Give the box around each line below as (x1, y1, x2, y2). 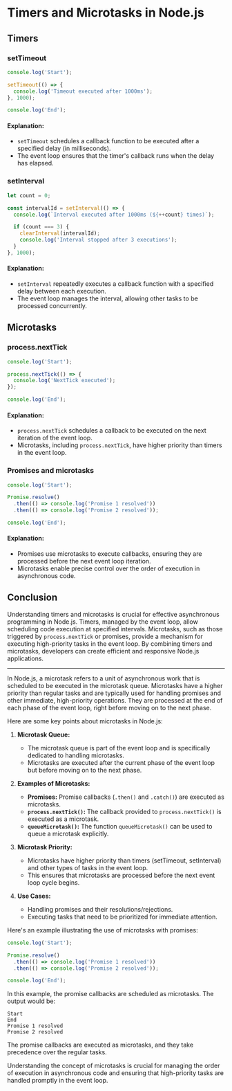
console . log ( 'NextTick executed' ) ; (13, 377, 116, 384)
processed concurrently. (17, 301, 88, 309)
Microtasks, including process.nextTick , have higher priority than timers (17, 441, 222, 449)
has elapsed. (17, 159, 54, 168)
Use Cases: (17, 892, 51, 900)
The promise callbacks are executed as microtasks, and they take (7, 1040, 194, 1049)
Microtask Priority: (17, 842, 72, 851)
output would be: (7, 997, 56, 1005)
